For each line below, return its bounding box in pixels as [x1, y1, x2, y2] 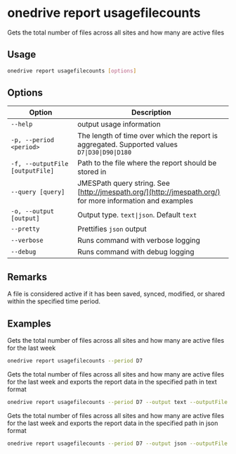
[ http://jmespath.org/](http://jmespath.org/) [77, 187, 221, 197]
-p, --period [11, 136, 55, 144]
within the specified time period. [7, 297, 100, 305]
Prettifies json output [77, 224, 147, 234]
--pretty [11, 225, 40, 233]
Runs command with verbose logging [77, 236, 200, 246]
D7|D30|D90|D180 [77, 149, 132, 156]
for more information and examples [77, 196, 193, 206]
